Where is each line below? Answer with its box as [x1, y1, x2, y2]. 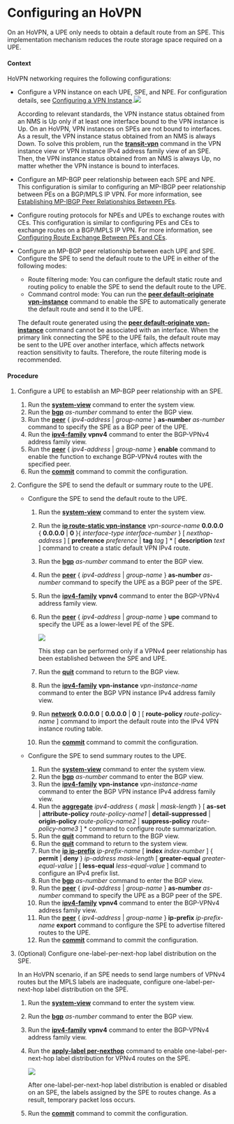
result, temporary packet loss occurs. [27, 1095, 136, 1104]
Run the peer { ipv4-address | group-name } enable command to [27, 445, 217, 453]
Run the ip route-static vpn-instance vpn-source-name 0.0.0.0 [38, 522, 224, 530]
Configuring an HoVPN [7, 5, 142, 21]
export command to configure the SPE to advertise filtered [56, 921, 226, 930]
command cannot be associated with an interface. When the [45, 326, 219, 335]
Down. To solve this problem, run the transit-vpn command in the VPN [17, 140, 221, 148]
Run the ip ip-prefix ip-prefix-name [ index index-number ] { [38, 847, 213, 855]
